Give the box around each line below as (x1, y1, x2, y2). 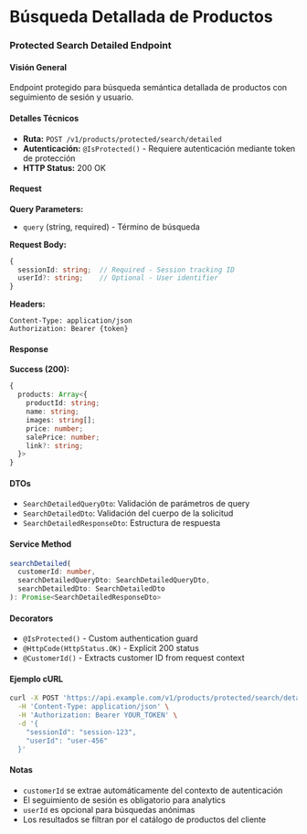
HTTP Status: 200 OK (22, 162, 107, 173)
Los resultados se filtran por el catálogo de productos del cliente (22, 814, 267, 825)
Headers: (9, 299, 46, 310)
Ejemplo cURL (9, 673, 64, 684)
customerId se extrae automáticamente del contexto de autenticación (22, 785, 283, 796)
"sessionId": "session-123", (26, 727, 137, 737)
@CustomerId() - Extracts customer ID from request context (22, 652, 245, 664)
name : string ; (26, 407, 79, 417)
